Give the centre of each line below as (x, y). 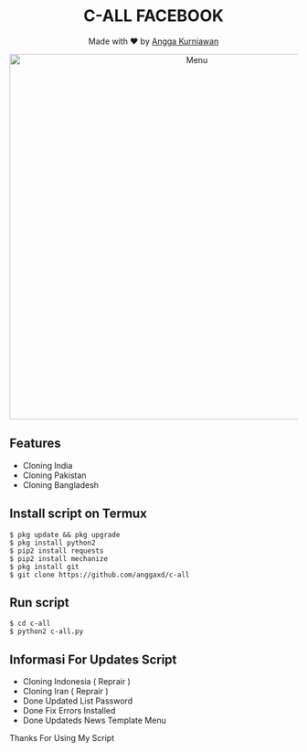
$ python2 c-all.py (47, 631)
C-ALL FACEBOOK (153, 16)
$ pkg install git (44, 567)
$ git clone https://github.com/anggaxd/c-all (100, 575)
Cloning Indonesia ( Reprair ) (76, 682)
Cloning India (48, 465)
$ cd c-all (30, 624)
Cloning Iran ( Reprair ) (65, 692)
